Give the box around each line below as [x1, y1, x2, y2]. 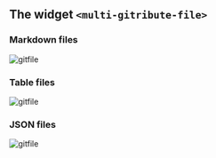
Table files [9, 75, 56, 88]
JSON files [9, 118, 56, 130]
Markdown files [9, 34, 78, 46]
